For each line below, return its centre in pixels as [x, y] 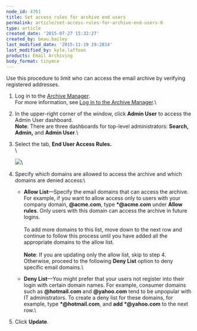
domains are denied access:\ [50, 180]
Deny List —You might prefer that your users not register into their [104, 278]
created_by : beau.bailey [37, 39]
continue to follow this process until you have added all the [96, 236]
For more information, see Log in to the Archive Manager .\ [85, 102]
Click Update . [31, 322]
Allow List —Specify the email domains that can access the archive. [106, 192]
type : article [24, 28]
